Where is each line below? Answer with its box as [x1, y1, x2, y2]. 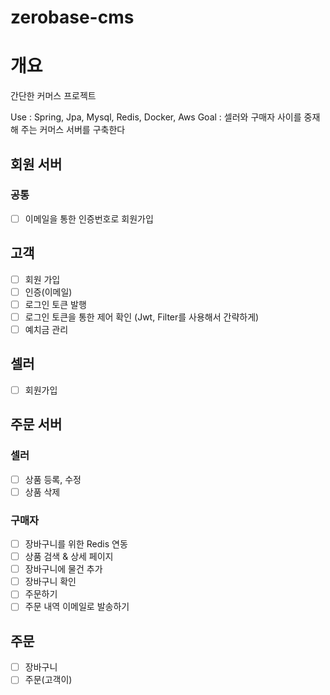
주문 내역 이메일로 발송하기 [24, 601, 130, 613]
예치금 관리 [24, 323, 69, 335]
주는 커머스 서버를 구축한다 [20, 124, 126, 136]
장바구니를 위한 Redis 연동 [24, 537, 128, 550]
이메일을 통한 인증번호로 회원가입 [24, 212, 154, 225]
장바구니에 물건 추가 [24, 563, 103, 575]
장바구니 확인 [24, 576, 77, 588]
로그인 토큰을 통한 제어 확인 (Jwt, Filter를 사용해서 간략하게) [24, 311, 260, 323]
